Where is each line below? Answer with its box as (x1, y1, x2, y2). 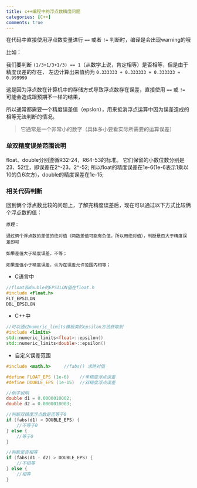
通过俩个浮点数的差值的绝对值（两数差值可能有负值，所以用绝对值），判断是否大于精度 (6, 233, 183, 239)
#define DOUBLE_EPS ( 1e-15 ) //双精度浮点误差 (6, 379, 116, 385)
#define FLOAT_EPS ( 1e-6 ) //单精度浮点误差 (6, 374, 116, 380)
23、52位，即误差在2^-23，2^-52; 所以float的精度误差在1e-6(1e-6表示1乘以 (6, 164, 189, 171)
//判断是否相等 (6, 449, 38, 455)
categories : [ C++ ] (6, 14, 51, 20)
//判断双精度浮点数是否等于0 (6, 412, 67, 418)
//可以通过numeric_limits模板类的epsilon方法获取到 (6, 324, 124, 330)
